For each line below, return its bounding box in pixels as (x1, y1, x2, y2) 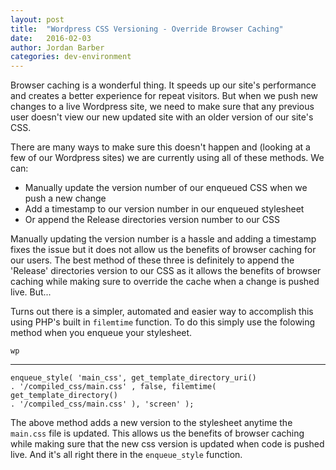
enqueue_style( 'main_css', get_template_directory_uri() (10, 373, 257, 383)
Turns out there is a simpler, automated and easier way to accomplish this (10, 306, 314, 318)
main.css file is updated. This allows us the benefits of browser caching (10, 427, 305, 440)
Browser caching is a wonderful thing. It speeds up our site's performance (10, 79, 317, 91)
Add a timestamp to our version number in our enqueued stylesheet (24, 203, 305, 215)
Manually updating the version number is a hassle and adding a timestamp (10, 233, 317, 245)
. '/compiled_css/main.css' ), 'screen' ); (10, 399, 195, 410)
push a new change (24, 192, 107, 205)
